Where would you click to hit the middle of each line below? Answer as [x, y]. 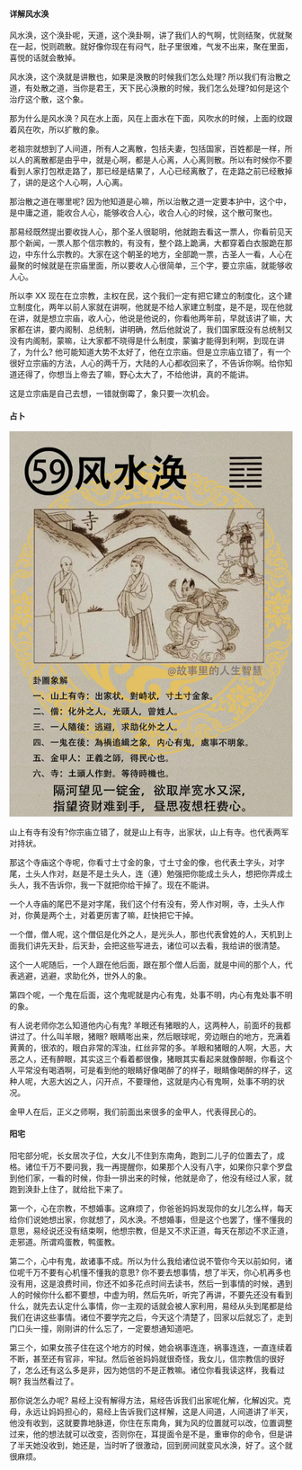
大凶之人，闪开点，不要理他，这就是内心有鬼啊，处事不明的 [166, 1081]
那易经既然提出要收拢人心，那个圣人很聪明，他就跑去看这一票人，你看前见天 [151, 232]
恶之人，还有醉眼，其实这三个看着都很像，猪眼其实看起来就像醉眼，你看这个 [151, 1058]
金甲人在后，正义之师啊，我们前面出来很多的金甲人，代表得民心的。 [135, 1111]
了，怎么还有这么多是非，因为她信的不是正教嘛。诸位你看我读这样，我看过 [147, 1369]
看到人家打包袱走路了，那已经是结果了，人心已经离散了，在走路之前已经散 [147, 172]
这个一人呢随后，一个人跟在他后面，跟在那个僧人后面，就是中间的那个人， [147, 964]
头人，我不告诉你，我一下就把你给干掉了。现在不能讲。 [111, 884]
